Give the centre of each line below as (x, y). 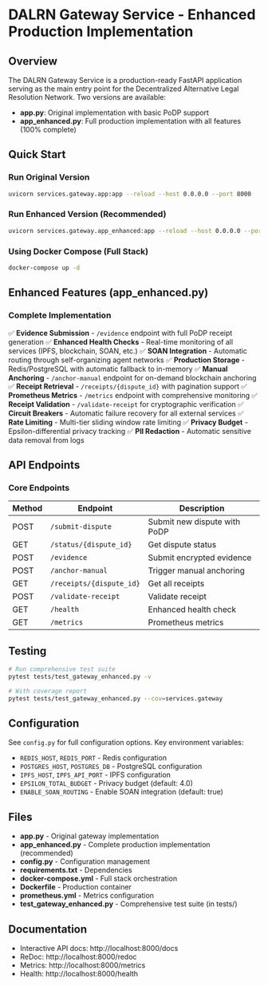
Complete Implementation (60, 315)
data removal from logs (47, 440)
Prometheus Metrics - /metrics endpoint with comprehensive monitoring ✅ (133, 395)
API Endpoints (44, 465)
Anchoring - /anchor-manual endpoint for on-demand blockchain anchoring (132, 377)
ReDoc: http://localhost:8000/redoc (78, 957)
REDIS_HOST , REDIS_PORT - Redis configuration (93, 758)
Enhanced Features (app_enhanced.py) (108, 293)
